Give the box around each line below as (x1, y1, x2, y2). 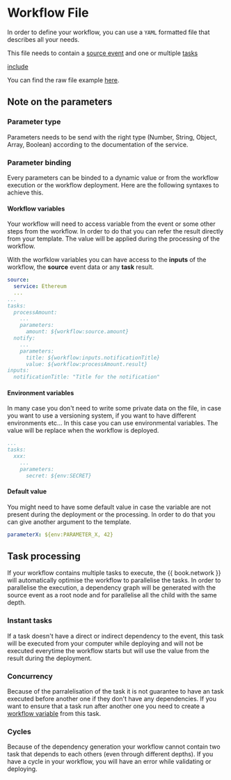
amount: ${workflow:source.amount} (25, 328, 129, 335)
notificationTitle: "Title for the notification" (13, 374, 160, 381)
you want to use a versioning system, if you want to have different (7, 411, 196, 420)
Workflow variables (7, 204, 65, 213)
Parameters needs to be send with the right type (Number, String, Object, (7, 132, 217, 141)
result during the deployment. (7, 654, 93, 662)
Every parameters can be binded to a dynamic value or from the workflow (7, 173, 219, 182)
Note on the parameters (7, 96, 113, 108)
